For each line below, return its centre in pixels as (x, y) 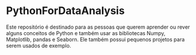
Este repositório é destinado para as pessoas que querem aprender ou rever (98, 27)
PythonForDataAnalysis (65, 11)
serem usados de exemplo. (39, 46)
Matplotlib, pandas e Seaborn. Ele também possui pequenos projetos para (96, 39)
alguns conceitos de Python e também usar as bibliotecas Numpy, (86, 33)
